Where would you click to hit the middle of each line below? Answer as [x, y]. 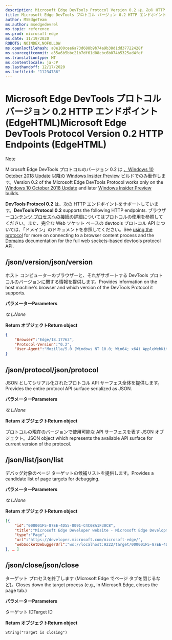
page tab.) [16, 590]
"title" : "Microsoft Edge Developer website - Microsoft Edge [81, 530]
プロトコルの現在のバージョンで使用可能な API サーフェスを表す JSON [80, 432]
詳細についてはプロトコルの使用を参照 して [118, 217]
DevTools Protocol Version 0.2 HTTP [84, 134]
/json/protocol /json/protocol [52, 370]
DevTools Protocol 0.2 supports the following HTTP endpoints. [80, 210]
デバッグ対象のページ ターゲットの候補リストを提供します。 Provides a [80, 473]
